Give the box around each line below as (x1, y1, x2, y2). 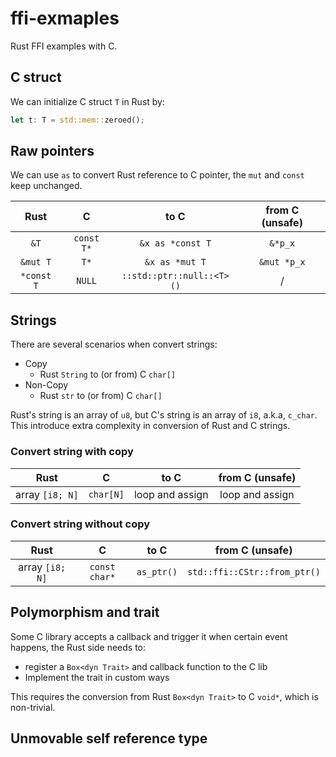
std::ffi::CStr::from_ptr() (187, 566, 321, 577)
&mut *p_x (258, 257, 306, 268)
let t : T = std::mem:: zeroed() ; (10, 115, 145, 125)
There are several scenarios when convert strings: (10, 338, 218, 351)
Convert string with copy (10, 445, 134, 459)
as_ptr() (136, 566, 178, 577)
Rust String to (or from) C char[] (39, 368, 177, 381)
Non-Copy (24, 379, 69, 391)
